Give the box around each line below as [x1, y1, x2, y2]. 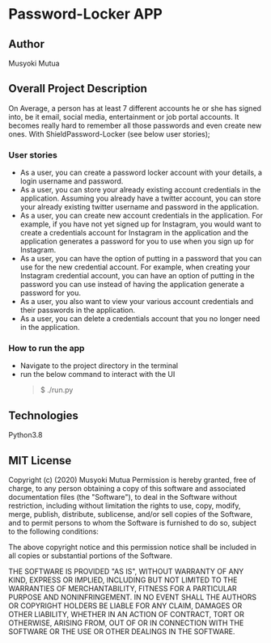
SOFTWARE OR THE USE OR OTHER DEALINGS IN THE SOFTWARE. [8, 627, 235, 637]
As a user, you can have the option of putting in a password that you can [19, 254, 262, 264]
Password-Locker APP [8, 5, 163, 23]
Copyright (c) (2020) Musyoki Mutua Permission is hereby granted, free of [8, 475, 256, 485]
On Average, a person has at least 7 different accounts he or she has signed [8, 103, 261, 113]
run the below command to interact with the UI [19, 370, 176, 379]
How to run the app [8, 343, 85, 354]
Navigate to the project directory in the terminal [19, 361, 179, 370]
